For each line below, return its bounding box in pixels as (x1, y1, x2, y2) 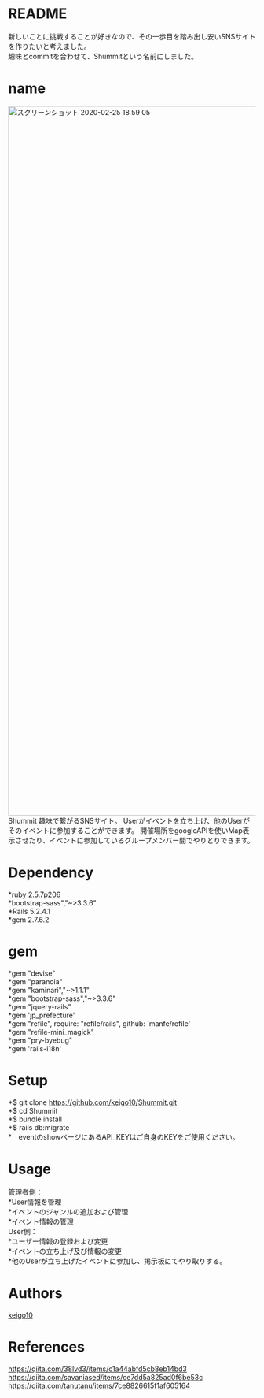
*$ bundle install (8, 1114, 63, 1124)
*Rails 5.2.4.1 (8, 906, 51, 916)
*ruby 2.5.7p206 (8, 890, 61, 899)
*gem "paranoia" (8, 976, 63, 986)
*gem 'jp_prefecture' (8, 1010, 75, 1020)
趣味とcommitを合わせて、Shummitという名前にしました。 (8, 51, 199, 61)
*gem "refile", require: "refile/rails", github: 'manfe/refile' (8, 1018, 191, 1028)
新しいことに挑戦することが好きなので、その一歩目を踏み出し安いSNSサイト (8, 32, 256, 41)
